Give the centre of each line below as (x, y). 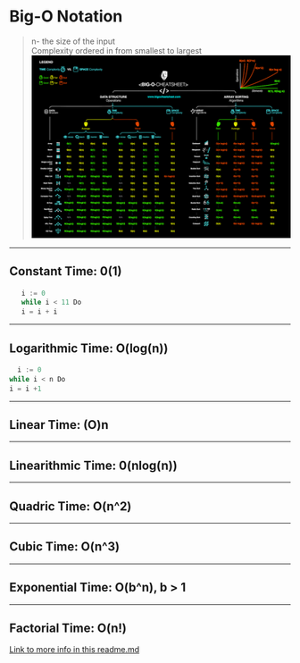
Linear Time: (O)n (59, 425)
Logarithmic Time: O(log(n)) (89, 348)
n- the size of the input (73, 41)
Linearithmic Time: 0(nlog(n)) (93, 465)
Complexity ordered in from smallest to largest (117, 50)
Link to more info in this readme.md (75, 650)
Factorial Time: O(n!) (68, 629)
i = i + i (39, 312)
